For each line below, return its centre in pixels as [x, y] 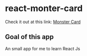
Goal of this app [29, 37]
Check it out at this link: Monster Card [43, 22]
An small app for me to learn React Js [43, 48]
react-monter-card [44, 8]
